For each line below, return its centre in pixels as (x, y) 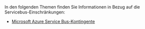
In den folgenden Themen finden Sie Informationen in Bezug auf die (72, 7)
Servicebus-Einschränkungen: (35, 12)
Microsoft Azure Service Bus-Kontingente (53, 22)
